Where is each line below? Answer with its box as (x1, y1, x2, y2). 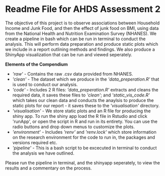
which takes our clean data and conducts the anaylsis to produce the (12, 97, 154, 103)
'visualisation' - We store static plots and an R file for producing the (12, 108, 151, 114)
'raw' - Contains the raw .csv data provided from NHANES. (12, 71, 133, 77)
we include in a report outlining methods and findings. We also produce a (5, 46, 155, 52)
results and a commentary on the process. (5, 165, 92, 171)
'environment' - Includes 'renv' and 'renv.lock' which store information (12, 129, 157, 135)
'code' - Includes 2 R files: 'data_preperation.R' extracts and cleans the (12, 87, 159, 92)
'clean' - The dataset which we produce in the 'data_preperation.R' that (12, 76, 160, 82)
